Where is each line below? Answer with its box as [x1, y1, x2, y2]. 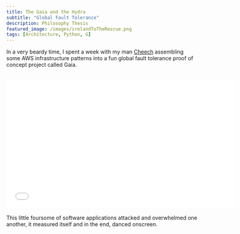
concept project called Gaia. [6, 61, 77, 69]
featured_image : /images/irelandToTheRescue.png [6, 26, 132, 32]
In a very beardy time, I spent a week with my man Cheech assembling [6, 48, 184, 55]
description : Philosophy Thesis [6, 20, 88, 26]
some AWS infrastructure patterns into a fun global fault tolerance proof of [6, 55, 194, 62]
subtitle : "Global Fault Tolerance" [6, 15, 99, 21]
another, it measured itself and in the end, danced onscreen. [6, 221, 158, 228]
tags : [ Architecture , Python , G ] [6, 32, 91, 38]
